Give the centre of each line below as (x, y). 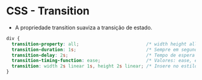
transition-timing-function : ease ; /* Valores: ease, (102, 61)
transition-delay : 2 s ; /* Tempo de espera (103, 55)
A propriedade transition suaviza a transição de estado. (84, 27)
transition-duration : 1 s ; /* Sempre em (95, 50)
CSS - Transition (48, 11)
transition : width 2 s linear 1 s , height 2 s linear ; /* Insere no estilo (105, 66)
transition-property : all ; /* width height (99, 44)
